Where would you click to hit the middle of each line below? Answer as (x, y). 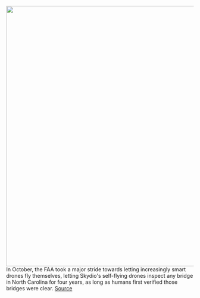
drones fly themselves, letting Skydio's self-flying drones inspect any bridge (100, 276)
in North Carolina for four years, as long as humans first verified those (92, 282)
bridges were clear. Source (39, 288)
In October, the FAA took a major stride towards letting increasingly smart (96, 269)
